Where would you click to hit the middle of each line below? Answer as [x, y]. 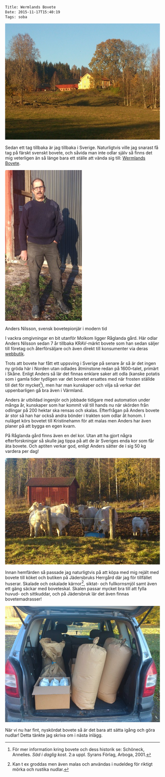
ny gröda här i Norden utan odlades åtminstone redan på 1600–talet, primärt [82, 369]
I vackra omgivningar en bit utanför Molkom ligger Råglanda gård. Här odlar [82, 338]
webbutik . [15, 354]
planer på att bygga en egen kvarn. [41, 426]
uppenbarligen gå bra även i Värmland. [44, 390]
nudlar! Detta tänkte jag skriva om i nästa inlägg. [54, 735]
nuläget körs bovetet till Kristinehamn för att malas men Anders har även [78, 420]
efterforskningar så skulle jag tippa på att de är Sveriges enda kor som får [80, 441]
